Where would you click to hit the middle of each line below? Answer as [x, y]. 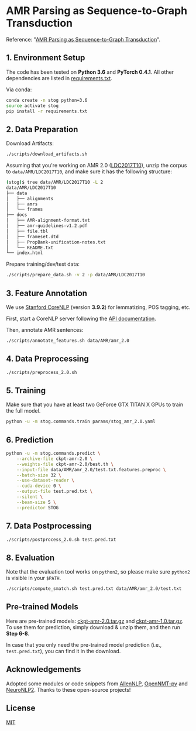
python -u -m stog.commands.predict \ [53, 454]
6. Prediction [30, 440]
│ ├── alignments [30, 198]
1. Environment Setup [46, 58]
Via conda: [19, 90]
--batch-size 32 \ [39, 475]
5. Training [26, 390]
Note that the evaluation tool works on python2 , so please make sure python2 [98, 572]
